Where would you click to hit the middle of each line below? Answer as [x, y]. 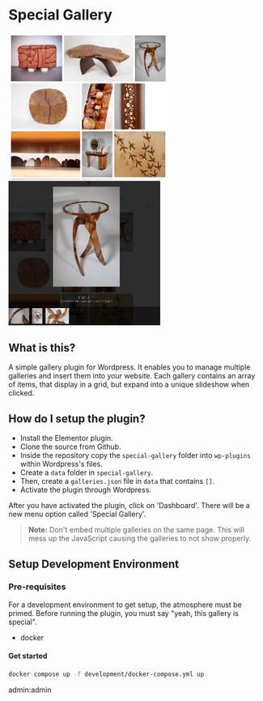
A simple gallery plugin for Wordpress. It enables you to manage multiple [129, 367]
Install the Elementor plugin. [66, 438]
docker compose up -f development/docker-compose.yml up [106, 674]
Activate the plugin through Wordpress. [86, 490]
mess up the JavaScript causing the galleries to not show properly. [140, 539]
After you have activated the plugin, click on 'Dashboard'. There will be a [129, 506]
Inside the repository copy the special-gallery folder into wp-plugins [135, 455]
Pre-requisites [37, 587]
